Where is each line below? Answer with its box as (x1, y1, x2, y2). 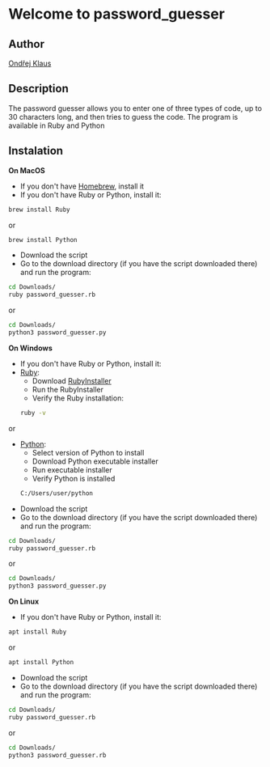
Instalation (8, 144, 63, 158)
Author (8, 37, 44, 51)
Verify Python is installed (32, 473, 116, 483)
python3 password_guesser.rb (8, 751, 107, 759)
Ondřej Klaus (8, 58, 52, 68)
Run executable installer (32, 464, 113, 474)
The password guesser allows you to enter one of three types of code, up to (8, 103, 263, 113)
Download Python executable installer (32, 456, 159, 466)
